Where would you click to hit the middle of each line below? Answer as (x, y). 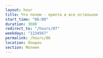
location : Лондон (23, 43)
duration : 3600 (21, 24)
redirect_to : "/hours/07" (32, 29)
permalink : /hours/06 (28, 38)
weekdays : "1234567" (27, 33)
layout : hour (19, 10)
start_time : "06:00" (27, 19)
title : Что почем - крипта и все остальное (52, 15)
